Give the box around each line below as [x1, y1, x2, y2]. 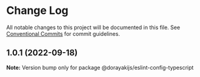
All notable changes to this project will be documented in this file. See [6, 24, 181, 31]
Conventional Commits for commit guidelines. [6, 30, 120, 37]
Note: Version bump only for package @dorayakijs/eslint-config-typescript [6, 64, 194, 71]
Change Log [6, 4, 68, 18]
